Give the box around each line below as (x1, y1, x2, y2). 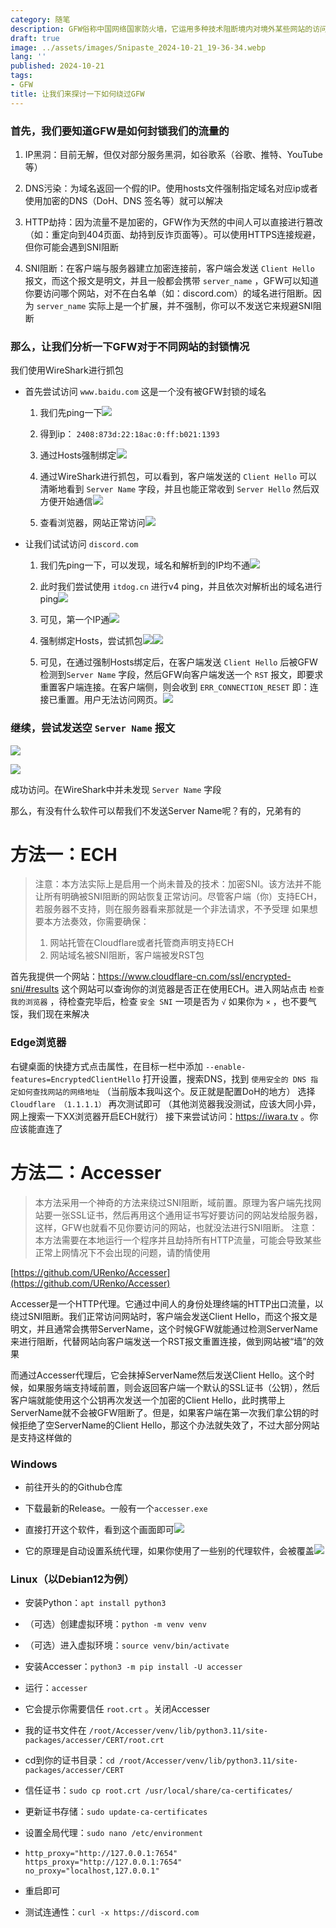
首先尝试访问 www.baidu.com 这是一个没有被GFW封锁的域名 (24, 386, 267, 398)
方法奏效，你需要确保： (52, 916, 150, 928)
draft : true (10, 33, 60, 43)
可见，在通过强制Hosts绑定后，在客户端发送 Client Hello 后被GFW (39, 656, 318, 668)
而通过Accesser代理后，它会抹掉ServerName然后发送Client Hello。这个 (10, 1369, 307, 1381)
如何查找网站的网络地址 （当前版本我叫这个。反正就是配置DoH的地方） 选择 (17, 1085, 316, 1097)
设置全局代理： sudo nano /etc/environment (24, 1827, 203, 1839)
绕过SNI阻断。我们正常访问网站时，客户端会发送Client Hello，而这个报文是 (10, 1310, 318, 1322)
